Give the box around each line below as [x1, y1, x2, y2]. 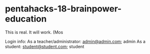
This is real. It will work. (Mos [5, 29, 63, 35]
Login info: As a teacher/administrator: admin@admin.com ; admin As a [5, 38, 146, 44]
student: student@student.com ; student [5, 43, 85, 49]
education [5, 13, 47, 24]
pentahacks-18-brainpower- [5, 3, 122, 14]
